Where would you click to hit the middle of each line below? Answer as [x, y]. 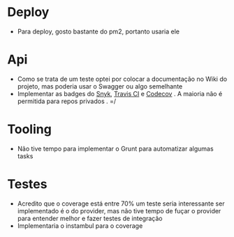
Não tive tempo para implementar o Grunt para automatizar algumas [116, 148]
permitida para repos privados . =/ [67, 101]
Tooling [30, 129]
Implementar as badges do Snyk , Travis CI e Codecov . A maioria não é [120, 93]
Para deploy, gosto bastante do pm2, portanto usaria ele [98, 31]
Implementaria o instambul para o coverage [80, 225]
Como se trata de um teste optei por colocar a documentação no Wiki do [122, 79]
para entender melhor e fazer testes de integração [90, 218]
